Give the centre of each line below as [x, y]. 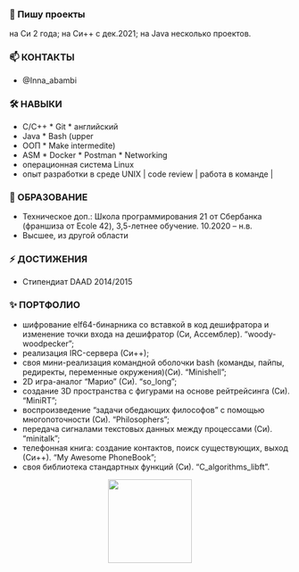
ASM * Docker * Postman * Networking [95, 154]
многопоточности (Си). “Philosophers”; [96, 419]
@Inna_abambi [50, 80]
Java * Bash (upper [58, 136]
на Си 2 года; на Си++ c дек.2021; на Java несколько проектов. [130, 34]
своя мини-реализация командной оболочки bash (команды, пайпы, [153, 362]
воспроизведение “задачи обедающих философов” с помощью [143, 410]
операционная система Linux [78, 164]
